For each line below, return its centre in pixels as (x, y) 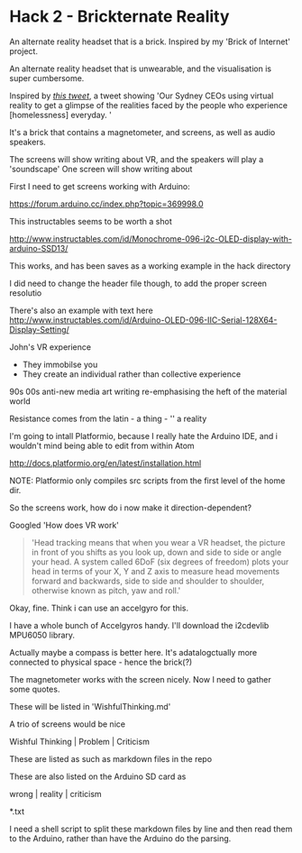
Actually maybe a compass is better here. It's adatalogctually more (133, 652)
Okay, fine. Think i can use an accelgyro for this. (99, 608)
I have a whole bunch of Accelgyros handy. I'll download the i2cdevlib (139, 625)
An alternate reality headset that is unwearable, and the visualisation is (141, 69)
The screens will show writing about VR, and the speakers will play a (137, 159)
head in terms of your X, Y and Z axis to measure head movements (156, 571)
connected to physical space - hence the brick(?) (101, 662)
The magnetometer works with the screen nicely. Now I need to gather (141, 679)
